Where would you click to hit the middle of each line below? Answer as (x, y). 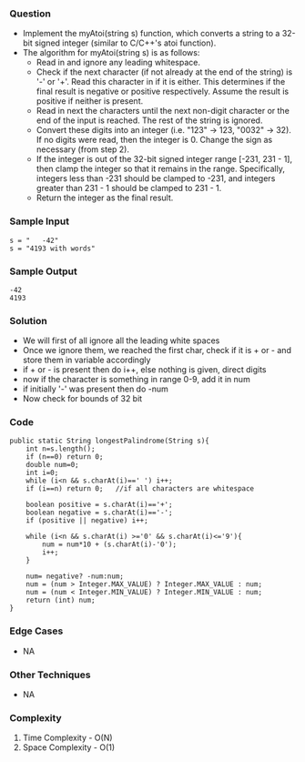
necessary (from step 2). (83, 149)
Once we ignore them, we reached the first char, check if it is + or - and (157, 351)
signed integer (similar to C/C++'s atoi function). (126, 43)
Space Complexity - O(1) (69, 747)
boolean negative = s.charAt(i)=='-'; (99, 513)
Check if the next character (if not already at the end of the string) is (164, 72)
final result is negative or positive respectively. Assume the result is (163, 91)
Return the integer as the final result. (105, 198)
